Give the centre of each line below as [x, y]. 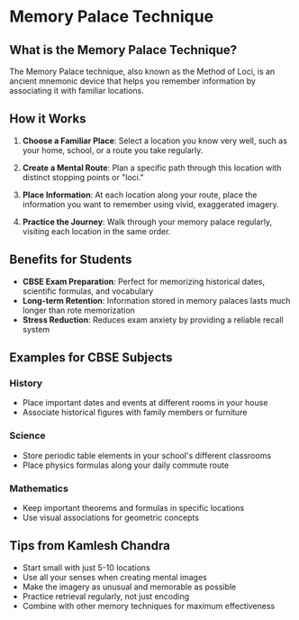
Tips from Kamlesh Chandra [90, 546]
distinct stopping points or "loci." [83, 177]
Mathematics [39, 488]
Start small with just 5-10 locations [86, 567]
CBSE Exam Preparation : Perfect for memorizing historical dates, [144, 281]
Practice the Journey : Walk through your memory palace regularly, [147, 222]
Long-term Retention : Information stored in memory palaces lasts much [156, 300]
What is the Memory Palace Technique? [123, 50]
